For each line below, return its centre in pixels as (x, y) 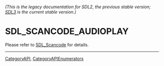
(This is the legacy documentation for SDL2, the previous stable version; (78, 7)
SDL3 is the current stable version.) (41, 12)
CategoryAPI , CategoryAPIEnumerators (44, 58)
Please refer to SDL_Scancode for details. (47, 45)
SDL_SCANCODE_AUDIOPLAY (67, 31)
